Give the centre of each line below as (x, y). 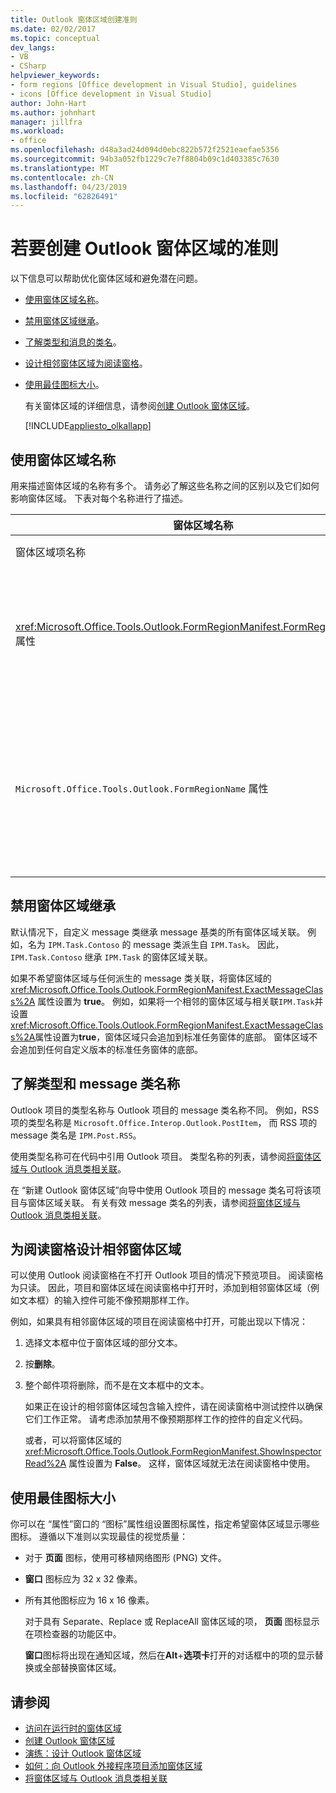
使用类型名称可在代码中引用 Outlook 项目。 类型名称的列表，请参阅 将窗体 (161, 1156)
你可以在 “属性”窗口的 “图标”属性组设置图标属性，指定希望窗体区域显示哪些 (165, 1524)
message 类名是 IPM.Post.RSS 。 (76, 1135)
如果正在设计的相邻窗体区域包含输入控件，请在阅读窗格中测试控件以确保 (173, 1407)
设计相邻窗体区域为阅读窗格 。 (86, 363)
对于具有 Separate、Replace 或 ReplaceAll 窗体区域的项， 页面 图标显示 (172, 1622)
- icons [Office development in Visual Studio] (111, 94)
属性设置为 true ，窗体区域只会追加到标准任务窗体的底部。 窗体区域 (172, 1037)
